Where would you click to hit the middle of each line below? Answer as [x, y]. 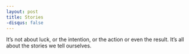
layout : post [22, 12]
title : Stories [25, 17]
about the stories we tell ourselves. [49, 46]
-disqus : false [25, 23]
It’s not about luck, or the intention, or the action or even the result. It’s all [95, 40]
